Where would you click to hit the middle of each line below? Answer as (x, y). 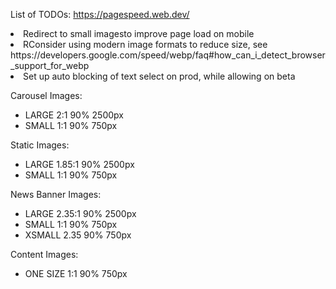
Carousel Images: (46, 95)
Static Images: (40, 145)
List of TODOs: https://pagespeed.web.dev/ (100, 14)
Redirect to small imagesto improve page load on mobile (139, 33)
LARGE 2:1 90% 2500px (74, 115)
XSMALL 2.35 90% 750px (78, 235)
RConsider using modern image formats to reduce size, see (145, 44)
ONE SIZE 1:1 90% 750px (76, 273)
